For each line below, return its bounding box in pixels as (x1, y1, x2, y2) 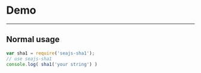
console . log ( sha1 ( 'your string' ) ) (6, 61, 98, 67)
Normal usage (6, 34, 60, 45)
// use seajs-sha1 (6, 56, 52, 62)
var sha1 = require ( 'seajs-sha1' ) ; (6, 50, 95, 56)
